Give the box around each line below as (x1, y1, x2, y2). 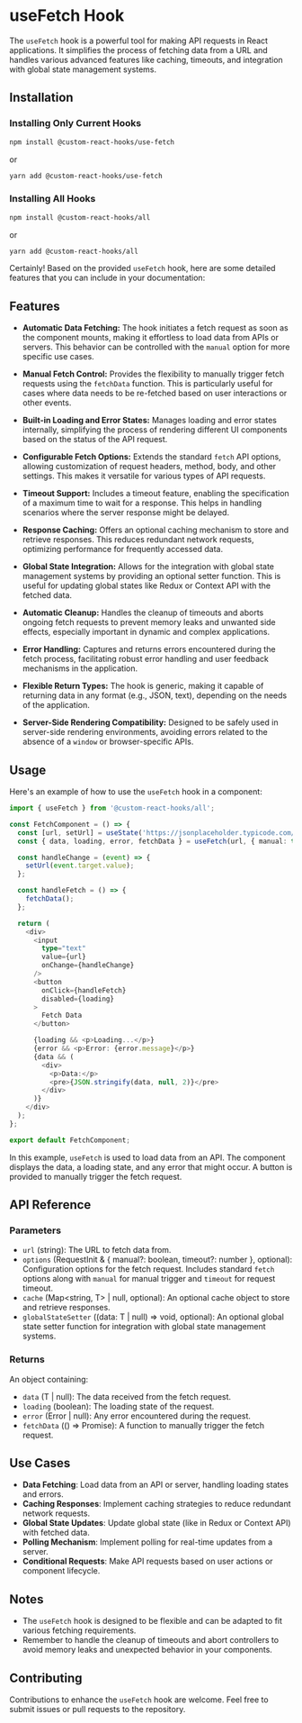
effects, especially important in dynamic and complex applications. (22, 627, 271, 638)
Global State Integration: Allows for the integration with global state (22, 561, 275, 572)
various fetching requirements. (22, 1625, 137, 1636)
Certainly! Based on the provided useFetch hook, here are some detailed (9, 263, 276, 274)
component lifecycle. (22, 1565, 101, 1576)
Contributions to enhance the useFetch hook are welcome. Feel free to (9, 1694, 269, 1705)
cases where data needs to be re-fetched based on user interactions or (22, 388, 288, 399)
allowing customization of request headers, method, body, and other (22, 461, 277, 472)
